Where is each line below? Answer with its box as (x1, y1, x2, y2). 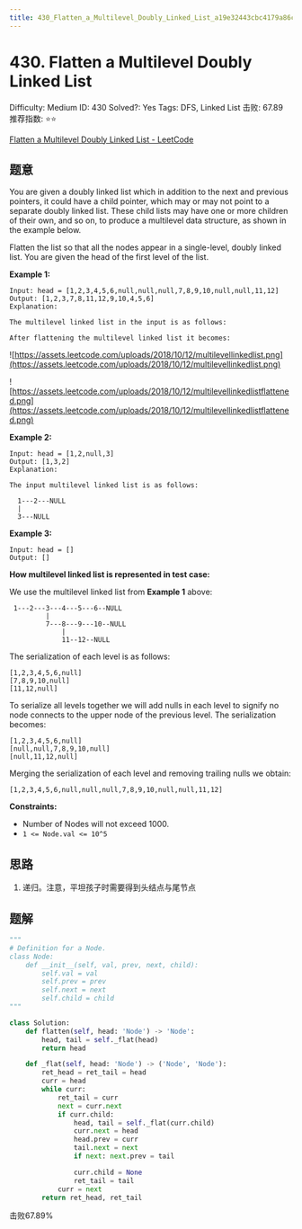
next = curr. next (57, 1101, 123, 1110)
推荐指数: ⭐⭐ (9, 113, 57, 124)
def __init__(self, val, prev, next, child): (25, 960, 200, 969)
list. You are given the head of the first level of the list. (9, 252, 209, 263)
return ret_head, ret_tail (41, 1193, 143, 1202)
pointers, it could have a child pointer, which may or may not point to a (9, 196, 270, 207)
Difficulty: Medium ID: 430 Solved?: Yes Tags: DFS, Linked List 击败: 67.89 (9, 102, 283, 112)
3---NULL (17, 512, 50, 521)
